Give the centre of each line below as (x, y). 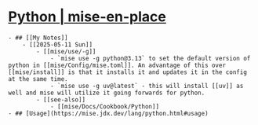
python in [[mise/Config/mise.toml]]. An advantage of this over (117, 65)
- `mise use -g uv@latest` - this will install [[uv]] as (147, 86)
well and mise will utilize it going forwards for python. (107, 93)
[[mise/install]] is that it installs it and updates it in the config (127, 72)
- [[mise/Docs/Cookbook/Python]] (104, 106)
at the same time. (38, 79)
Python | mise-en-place (87, 17)
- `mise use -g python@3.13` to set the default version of (150, 58)
